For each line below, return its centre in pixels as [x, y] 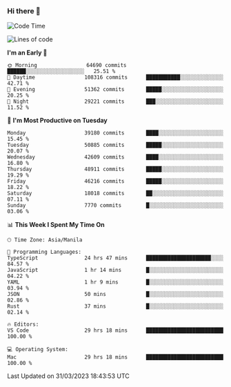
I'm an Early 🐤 [27, 53]
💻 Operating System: [38, 350]
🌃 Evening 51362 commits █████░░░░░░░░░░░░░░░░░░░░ [115, 90]
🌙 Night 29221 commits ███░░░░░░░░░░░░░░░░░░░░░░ [115, 102]
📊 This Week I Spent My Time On [56, 225]
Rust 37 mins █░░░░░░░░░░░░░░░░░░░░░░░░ [115, 306]
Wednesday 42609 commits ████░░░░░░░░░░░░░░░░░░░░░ [115, 157]
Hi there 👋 [24, 11]
